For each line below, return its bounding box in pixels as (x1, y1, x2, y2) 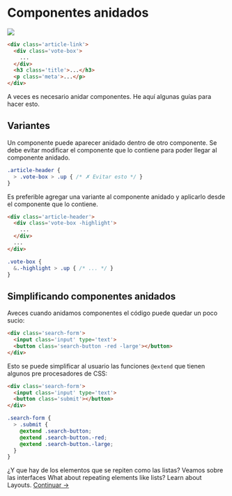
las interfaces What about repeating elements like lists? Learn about (7, 474, 202, 482)
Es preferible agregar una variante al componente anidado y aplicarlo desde (7, 192, 226, 201)
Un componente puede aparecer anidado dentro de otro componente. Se (7, 138, 217, 147)
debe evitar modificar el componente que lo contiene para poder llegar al (7, 146, 217, 154)
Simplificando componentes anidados (7, 290, 176, 302)
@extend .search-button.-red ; (20, 434, 108, 441)
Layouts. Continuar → (7, 481, 70, 489)
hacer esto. (7, 100, 40, 109)
